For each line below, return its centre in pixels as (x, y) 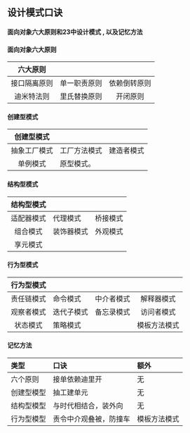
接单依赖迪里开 (78, 379)
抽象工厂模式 (32, 151)
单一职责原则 (81, 83)
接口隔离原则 (32, 83)
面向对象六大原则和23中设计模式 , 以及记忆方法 (75, 32)
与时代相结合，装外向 (88, 406)
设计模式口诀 (35, 13)
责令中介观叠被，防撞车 (92, 419)
